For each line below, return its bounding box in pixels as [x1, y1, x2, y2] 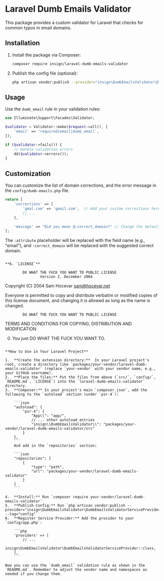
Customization [5, 170, 51, 178]
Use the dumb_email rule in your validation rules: [5, 106, 101, 112]
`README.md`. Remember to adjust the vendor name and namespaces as [5, 567, 147, 572]
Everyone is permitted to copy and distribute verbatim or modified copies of [5, 292, 158, 299]
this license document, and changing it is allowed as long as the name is [5, 298, 150, 303]
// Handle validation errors [14, 147, 73, 152]
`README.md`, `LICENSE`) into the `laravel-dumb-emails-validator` [5, 379, 145, 384]
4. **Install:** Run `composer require [5, 495, 89, 499]
